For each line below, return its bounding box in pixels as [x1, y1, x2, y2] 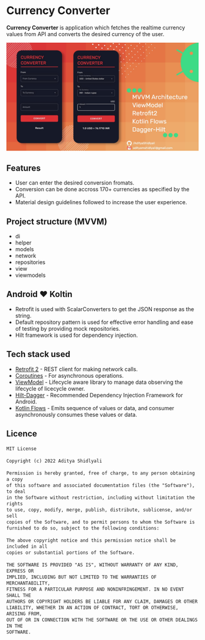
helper [15, 239, 32, 246]
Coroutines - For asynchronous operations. [15, 372, 124, 379]
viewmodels [15, 271, 46, 279]
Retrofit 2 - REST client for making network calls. [15, 365, 138, 373]
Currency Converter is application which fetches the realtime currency [6, 24, 185, 31]
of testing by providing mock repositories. [15, 325, 121, 332]
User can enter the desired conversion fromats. [15, 179, 135, 186]
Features [6, 163, 41, 173]
